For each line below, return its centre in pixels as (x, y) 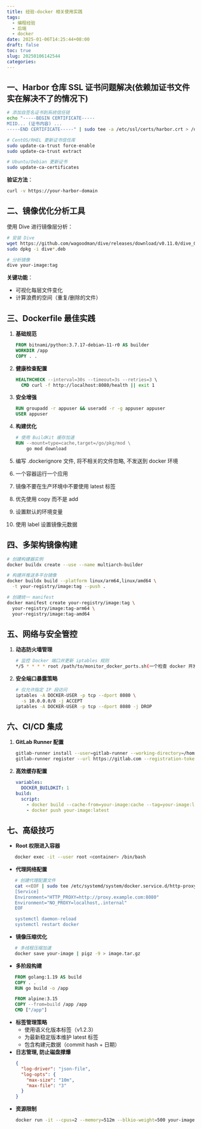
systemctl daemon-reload (46, 919)
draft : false (23, 45)
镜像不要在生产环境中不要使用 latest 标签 (65, 486)
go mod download (47, 448)
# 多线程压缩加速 (33, 948)
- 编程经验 (24, 23)
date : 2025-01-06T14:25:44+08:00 (48, 39)
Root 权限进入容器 (38, 846)
